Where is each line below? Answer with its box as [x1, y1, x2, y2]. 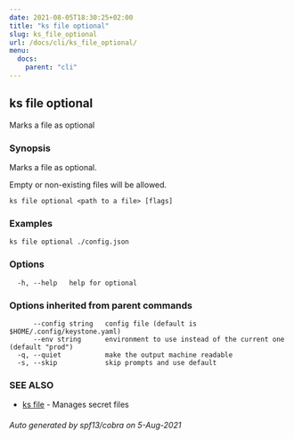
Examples [9, 217, 53, 229]
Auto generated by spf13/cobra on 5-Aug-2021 [9, 419, 182, 430]
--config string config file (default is [32, 319, 198, 328]
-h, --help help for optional [17, 278, 138, 287]
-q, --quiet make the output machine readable [17, 350, 233, 360]
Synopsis [9, 142, 51, 154]
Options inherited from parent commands [9, 299, 193, 311]
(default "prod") [9, 343, 74, 352]
